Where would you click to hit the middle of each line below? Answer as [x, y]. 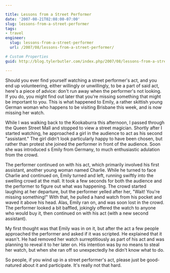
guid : [11, 61]
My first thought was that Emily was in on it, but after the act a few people [82, 228]
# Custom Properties [27, 56]
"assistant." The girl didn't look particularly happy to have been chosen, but [84, 139]
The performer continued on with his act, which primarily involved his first [82, 164]
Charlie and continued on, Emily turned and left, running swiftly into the [79, 175]
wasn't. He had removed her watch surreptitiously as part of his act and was [85, 239]
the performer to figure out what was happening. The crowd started [76, 186]
